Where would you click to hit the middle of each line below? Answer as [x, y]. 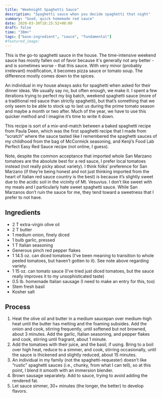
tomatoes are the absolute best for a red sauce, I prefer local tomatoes [75, 161]
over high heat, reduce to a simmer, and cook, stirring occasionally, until [84, 350]
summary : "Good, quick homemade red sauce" [50, 19]
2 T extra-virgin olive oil [36, 224]
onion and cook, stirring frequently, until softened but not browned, [79, 329]
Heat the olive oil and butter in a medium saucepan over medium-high [82, 319]
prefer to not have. [24, 197]
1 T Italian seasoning [32, 245]
